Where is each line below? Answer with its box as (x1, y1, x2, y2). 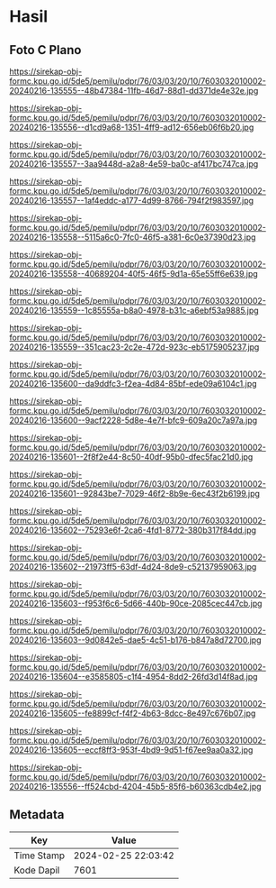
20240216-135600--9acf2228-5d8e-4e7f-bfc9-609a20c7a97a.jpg (9, 415, 258, 426)
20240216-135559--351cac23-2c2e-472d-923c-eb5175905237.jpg (9, 342, 260, 352)
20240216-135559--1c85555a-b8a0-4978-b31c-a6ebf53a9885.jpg (9, 305, 259, 316)
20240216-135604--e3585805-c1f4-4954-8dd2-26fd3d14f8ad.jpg (9, 672, 258, 682)
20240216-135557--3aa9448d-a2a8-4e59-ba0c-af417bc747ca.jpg (9, 159, 259, 169)
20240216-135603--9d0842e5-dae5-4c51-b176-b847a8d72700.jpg (9, 635, 262, 645)
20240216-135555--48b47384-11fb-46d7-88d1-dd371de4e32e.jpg (9, 86, 259, 96)
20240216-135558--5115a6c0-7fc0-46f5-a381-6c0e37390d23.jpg (9, 232, 256, 243)
